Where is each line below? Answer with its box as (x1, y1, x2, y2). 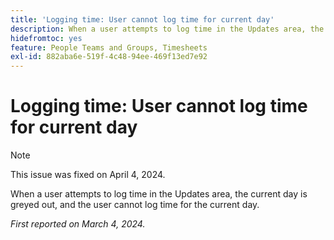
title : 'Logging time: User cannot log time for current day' (10, 14, 275, 25)
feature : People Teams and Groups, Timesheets (10, 42, 208, 53)
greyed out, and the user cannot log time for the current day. (10, 199, 260, 211)
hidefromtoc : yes (10, 33, 83, 43)
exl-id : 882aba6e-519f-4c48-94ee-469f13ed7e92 (10, 52, 208, 62)
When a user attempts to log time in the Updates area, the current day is (10, 188, 308, 200)
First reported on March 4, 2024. (10, 218, 146, 230)
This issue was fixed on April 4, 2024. (10, 169, 166, 181)
